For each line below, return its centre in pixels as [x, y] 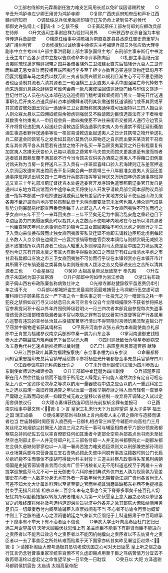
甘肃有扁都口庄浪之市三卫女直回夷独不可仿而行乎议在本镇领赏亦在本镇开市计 [84, 258]
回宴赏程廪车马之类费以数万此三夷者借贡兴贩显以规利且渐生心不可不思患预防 [84, 76]
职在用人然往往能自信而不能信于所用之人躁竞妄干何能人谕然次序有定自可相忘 [84, 377]
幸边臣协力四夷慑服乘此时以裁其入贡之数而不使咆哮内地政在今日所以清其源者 [84, 221]
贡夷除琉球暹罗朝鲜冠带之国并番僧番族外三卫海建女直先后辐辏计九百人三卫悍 [84, 64]
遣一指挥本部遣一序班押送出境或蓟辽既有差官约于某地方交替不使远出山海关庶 [84, 195]
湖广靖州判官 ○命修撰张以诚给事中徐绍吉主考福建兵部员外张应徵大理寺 [82, 45]
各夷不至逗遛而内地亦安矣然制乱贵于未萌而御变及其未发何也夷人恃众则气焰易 [84, 202]
